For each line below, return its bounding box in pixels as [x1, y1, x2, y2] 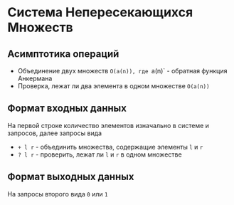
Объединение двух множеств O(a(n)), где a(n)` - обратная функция [17, 67, 228, 75]
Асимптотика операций [7, 48, 119, 60]
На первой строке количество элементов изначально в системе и [7, 121, 210, 130]
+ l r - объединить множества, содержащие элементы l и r [17, 142, 203, 151]
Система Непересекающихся [7, 4, 193, 21]
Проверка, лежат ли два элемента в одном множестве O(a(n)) [17, 82, 210, 90]
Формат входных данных [7, 102, 127, 115]
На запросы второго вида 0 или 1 [7, 189, 108, 198]
